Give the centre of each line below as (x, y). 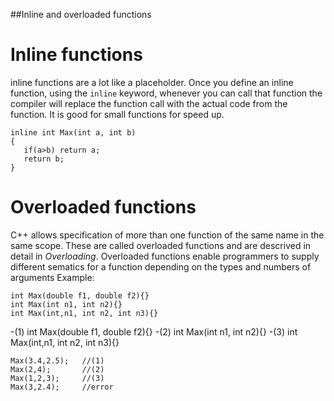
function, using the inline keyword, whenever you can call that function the (166, 93)
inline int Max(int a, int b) (73, 132)
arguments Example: (52, 277)
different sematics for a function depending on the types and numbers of (161, 266)
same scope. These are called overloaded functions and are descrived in (161, 245)
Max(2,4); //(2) (57, 369)
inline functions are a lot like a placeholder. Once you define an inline (152, 82)
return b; (44, 159)
